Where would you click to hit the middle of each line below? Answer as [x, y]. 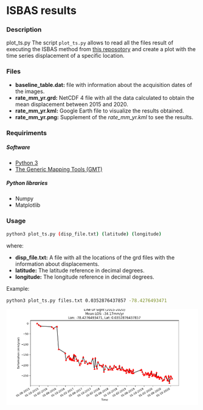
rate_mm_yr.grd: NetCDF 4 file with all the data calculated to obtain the [105, 97]
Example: [18, 288]
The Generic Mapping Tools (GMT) [59, 169]
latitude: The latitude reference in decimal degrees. [80, 270]
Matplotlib [28, 205]
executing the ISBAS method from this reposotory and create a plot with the [101, 49]
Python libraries [27, 183]
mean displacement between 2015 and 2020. [72, 104]
